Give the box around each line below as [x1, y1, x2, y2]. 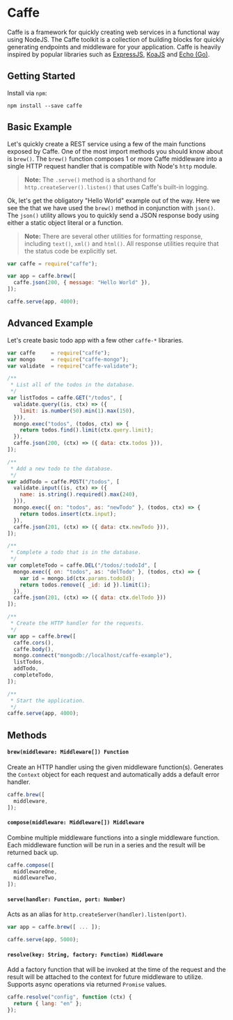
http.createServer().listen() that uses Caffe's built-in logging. [24, 182, 209, 191]
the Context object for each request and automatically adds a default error [7, 770, 220, 778]
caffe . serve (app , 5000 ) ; [7, 936, 79, 943]
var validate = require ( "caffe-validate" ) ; [7, 362, 138, 370]
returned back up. [7, 848, 59, 856]
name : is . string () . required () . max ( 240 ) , [19, 491, 138, 499]
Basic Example [7, 121, 72, 133]
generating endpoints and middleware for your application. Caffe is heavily [7, 42, 221, 51]
